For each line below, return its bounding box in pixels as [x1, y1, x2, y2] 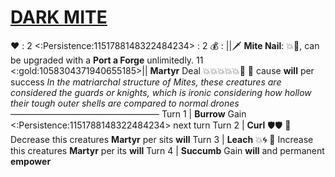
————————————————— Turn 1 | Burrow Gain [10, 107, 247, 120]
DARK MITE [10, 6, 108, 29]
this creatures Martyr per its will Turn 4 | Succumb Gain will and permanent [10, 144, 325, 156]
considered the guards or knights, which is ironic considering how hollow [10, 86, 312, 98]
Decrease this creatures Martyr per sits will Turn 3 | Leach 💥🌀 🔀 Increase [10, 133, 314, 145]
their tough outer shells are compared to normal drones [10, 97, 240, 109]
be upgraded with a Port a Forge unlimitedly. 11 [10, 54, 204, 66]
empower [10, 155, 52, 167]
